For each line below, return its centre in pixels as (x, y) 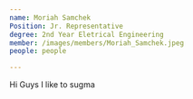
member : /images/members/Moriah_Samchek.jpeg (96, 43)
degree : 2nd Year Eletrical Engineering (87, 34)
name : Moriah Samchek (50, 18)
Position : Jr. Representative (67, 26)
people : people (38, 51)
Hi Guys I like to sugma (52, 85)
